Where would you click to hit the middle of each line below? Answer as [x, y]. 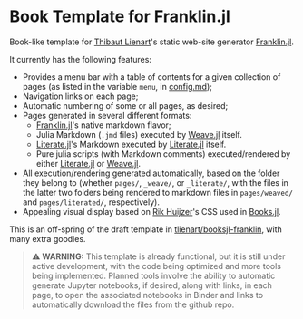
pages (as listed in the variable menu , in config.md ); [117, 86]
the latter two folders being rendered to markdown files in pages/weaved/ [157, 192]
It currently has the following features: [81, 59]
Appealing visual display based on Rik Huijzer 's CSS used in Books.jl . [151, 211]
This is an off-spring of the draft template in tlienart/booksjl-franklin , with [146, 229]
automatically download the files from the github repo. [133, 304]
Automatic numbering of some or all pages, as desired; [125, 105]
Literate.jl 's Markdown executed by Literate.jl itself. [131, 144]
